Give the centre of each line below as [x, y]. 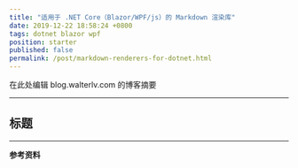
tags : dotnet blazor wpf [55, 34]
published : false [41, 50]
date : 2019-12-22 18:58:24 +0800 [71, 26]
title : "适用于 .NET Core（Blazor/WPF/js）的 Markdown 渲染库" [122, 17]
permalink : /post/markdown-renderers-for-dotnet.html [111, 58]
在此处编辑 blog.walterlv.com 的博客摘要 [83, 84]
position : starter [43, 42]
